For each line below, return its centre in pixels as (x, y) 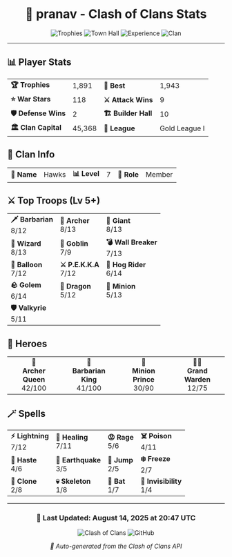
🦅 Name (24, 175)
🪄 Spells (27, 413)
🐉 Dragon (76, 286)
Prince (144, 380)
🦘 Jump (120, 460)
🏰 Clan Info (31, 155)
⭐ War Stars (31, 99)
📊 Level (86, 173)
